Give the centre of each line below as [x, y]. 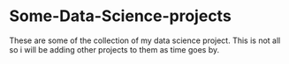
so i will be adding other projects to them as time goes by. [114, 49]
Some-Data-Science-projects [120, 16]
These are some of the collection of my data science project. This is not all [145, 40]
